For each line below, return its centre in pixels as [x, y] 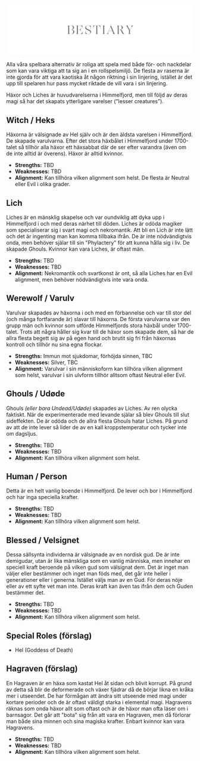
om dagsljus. [22, 433]
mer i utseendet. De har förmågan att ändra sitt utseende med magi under [97, 696]
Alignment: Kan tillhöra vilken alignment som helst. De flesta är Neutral [102, 178]
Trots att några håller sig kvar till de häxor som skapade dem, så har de [107, 332]
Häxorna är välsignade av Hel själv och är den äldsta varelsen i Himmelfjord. [100, 135]
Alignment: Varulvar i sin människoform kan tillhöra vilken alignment [99, 368]
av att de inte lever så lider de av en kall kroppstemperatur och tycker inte [96, 427]
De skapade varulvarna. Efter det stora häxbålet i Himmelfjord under [90, 141]
